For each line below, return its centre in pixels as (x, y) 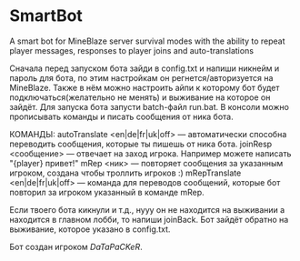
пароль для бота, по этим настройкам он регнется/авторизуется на (141, 77)
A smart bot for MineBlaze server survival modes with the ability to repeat (147, 41)
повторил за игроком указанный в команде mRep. (107, 192)
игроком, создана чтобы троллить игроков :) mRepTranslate (125, 173)
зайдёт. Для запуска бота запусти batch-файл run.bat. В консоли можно (149, 106)
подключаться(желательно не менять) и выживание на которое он (140, 97)
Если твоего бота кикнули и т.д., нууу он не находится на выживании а (147, 209)
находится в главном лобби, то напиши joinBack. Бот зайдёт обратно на (149, 219)
